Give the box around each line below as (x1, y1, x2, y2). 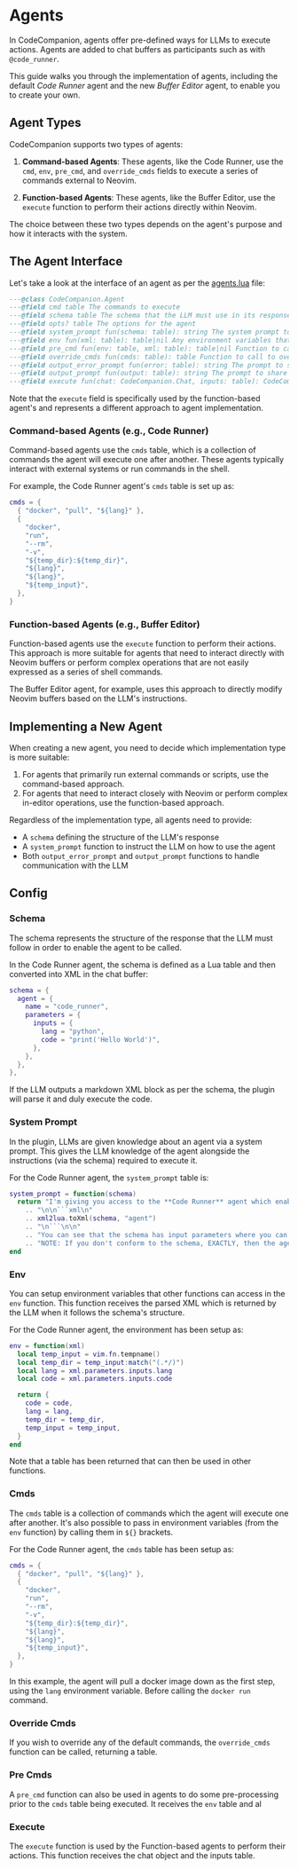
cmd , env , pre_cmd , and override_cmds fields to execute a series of (21, 165, 259, 176)
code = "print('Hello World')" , (41, 1035, 161, 1044)
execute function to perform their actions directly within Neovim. (21, 201, 257, 212)
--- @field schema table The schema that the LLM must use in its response (9, 311, 292, 320)
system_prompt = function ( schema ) (9, 1189, 137, 1198)
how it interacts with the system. (9, 228, 129, 239)
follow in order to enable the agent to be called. (9, 942, 182, 952)
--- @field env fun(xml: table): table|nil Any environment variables (9, 335, 272, 344)
